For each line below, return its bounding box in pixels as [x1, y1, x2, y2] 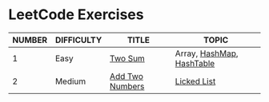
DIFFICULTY [54, 34, 102, 45]
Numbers [109, 80, 145, 92]
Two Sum [109, 53, 146, 64]
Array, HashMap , [175, 48, 239, 59]
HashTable [175, 57, 215, 69]
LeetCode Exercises [8, 6, 144, 24]
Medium [54, 76, 86, 87]
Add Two [109, 70, 144, 81]
